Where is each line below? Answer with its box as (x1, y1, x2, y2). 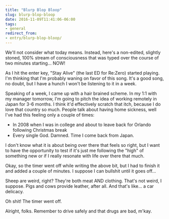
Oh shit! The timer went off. (5, 198, 62, 204)
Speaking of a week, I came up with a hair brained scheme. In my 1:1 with (5, 90, 157, 96)
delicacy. (5, 188, 24, 194)
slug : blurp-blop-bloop (5, 12, 55, 17)
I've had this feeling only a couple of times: (5, 112, 95, 118)
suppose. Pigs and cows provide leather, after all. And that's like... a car (5, 183, 154, 189)
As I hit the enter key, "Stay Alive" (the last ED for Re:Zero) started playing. (5, 70, 160, 76)
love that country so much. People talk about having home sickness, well (5, 106, 157, 113)
